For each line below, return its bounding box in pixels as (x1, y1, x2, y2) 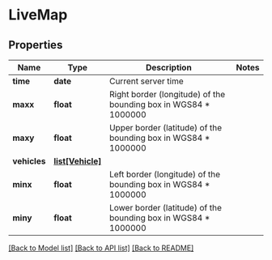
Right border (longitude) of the (108, 89, 226, 100)
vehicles (12, 156, 46, 167)
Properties (8, 38, 63, 52)
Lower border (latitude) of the (108, 202, 223, 213)
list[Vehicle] (53, 156, 102, 167)
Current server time (108, 75, 184, 87)
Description (145, 62, 192, 73)
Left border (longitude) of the (108, 168, 221, 180)
